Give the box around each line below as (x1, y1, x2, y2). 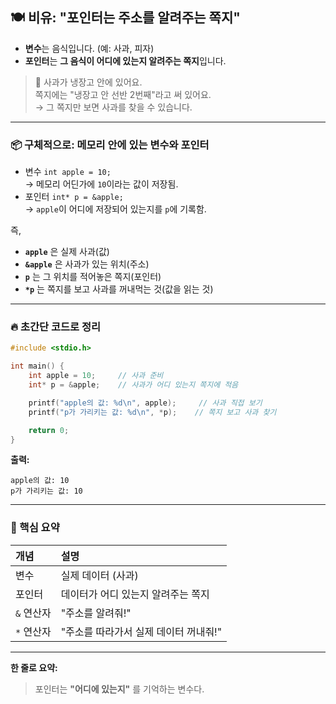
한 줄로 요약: (10, 661, 58, 673)
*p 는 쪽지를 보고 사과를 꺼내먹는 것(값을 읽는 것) (24, 283, 214, 295)
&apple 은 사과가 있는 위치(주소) (24, 258, 150, 270)
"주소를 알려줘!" (60, 606, 132, 620)
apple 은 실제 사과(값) (24, 246, 110, 258)
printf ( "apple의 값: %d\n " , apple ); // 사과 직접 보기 (28, 398, 263, 408)
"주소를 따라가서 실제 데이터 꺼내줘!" (60, 624, 223, 638)
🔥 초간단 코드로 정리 (10, 320, 102, 334)
